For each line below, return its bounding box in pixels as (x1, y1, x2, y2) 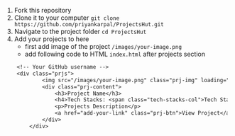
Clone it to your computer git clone (13, 13, 120, 22)
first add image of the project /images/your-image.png (24, 42, 182, 50)
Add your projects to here (13, 35, 89, 43)
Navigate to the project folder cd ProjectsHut (13, 28, 147, 35)
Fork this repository (13, 6, 72, 14)
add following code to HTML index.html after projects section (24, 50, 206, 58)
